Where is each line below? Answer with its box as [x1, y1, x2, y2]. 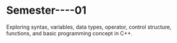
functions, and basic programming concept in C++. [6, 29, 133, 36]
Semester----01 [6, 4, 87, 17]
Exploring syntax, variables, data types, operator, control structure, [6, 23, 172, 30]
